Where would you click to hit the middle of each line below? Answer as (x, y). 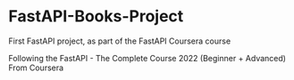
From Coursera (36, 68)
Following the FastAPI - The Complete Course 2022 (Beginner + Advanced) (147, 58)
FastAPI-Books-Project (96, 16)
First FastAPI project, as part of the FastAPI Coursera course (120, 41)
